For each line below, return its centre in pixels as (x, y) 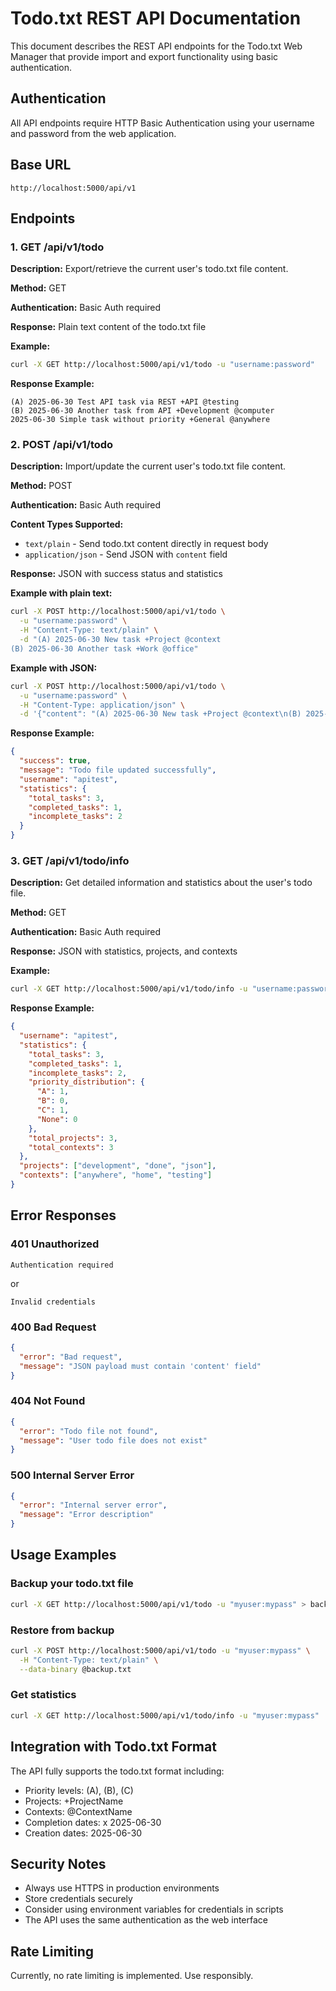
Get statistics (43, 1695)
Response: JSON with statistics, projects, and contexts (124, 951)
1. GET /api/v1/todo (57, 247)
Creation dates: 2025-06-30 (83, 1833)
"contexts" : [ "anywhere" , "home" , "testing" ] (116, 1175)
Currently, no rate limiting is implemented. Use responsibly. (132, 1976)
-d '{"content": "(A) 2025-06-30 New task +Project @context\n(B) (160, 714)
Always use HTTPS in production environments (122, 1888)
